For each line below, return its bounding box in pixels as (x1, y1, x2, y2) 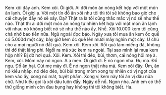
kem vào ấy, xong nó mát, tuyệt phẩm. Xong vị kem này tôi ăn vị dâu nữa (5, 74, 153, 79)
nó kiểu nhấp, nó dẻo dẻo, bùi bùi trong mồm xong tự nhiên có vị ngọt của (5, 68, 157, 74)
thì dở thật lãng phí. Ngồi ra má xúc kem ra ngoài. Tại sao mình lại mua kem (5, 47, 159, 53)
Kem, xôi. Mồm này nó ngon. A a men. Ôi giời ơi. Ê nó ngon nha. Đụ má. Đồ (5, 58, 158, 63)
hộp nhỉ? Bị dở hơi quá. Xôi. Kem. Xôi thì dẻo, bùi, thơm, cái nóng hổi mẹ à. (5, 52, 157, 58)
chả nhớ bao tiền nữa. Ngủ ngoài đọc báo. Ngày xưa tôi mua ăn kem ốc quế (5, 31, 160, 37)
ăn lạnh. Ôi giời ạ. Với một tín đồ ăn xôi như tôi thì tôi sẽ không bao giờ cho (5, 10, 157, 16)
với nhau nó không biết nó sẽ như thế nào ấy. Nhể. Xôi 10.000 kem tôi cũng (5, 26, 159, 32)
